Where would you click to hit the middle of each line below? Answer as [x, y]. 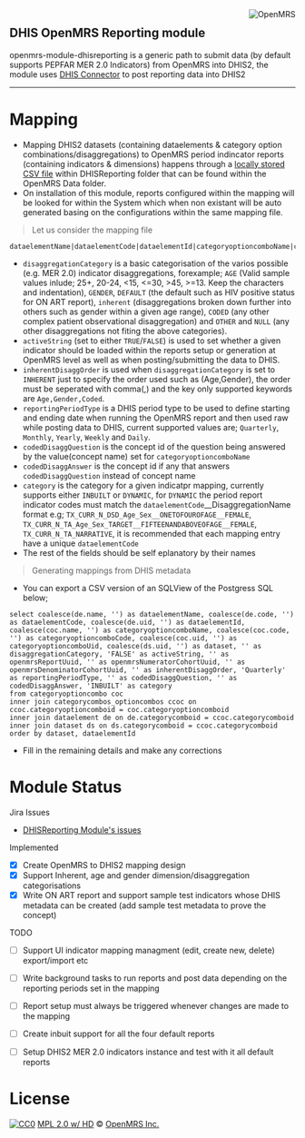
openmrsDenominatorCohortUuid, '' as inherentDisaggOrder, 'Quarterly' [148, 670]
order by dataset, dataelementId [73, 733]
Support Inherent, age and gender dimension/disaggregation [136, 875]
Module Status [66, 787]
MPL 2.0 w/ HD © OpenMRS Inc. [98, 1124]
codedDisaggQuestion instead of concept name [109, 475]
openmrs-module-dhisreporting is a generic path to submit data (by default [150, 54]
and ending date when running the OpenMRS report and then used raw [155, 418]
